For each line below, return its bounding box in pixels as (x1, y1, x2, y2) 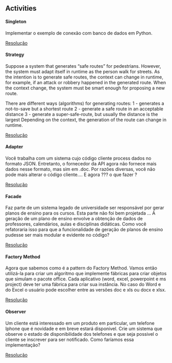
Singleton (5, 18, 27, 25)
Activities (5, 4, 37, 13)
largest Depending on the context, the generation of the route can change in (5, 117, 167, 123)
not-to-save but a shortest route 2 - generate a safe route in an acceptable (5, 105, 163, 112)
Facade (5, 193, 22, 199)
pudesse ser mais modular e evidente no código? (5, 232, 109, 238)
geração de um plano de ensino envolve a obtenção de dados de (5, 216, 143, 222)
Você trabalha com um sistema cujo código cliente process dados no (5, 155, 151, 161)
